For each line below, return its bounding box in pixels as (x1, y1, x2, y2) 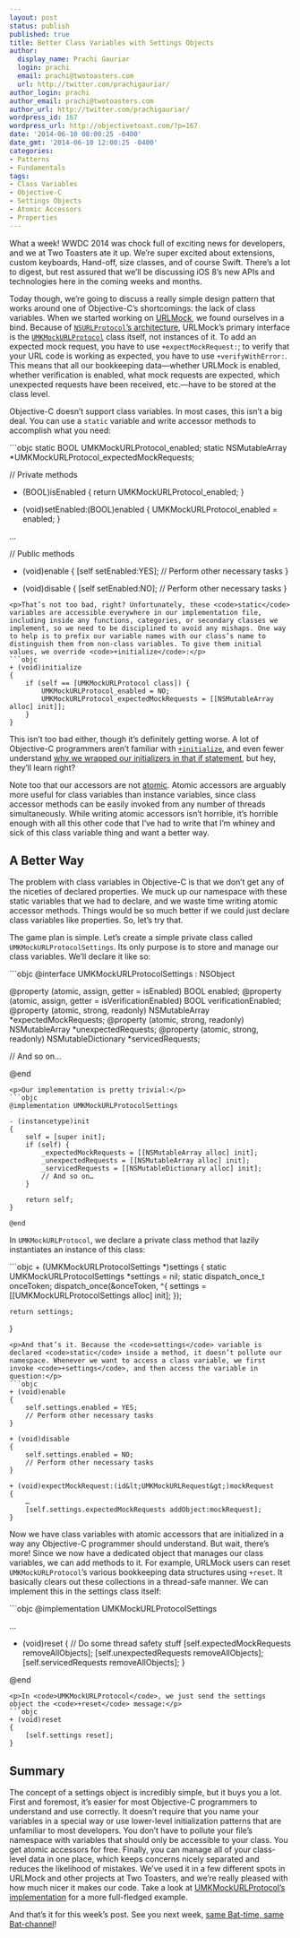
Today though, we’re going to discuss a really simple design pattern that (9, 293, 276, 304)
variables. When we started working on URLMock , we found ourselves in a (9, 312, 285, 323)
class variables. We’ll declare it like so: (9, 951, 151, 962)
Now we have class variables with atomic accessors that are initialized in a (9, 1529, 285, 1540)
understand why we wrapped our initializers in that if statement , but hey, (9, 752, 277, 763)
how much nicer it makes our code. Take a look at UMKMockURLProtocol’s (9, 1882, 286, 1893)
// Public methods (9, 548, 75, 558)
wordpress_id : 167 (9, 113, 78, 122)
